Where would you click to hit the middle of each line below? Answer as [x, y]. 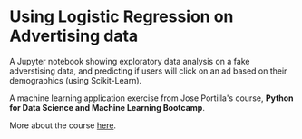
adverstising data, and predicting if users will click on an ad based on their [148, 71]
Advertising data [74, 36]
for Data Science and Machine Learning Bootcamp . [107, 107]
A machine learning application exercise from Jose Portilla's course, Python [151, 98]
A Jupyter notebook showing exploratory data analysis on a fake [130, 61]
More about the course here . [63, 125]
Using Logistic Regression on [122, 17]
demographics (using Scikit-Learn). [76, 80]
